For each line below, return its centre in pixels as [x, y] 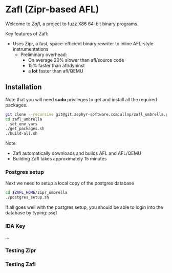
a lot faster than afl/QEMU [56, 71]
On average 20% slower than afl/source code [76, 60]
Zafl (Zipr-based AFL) [52, 10]
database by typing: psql [31, 213]
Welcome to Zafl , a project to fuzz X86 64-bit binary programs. [72, 24]
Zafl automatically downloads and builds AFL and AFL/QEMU [77, 153]
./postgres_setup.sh [27, 197]
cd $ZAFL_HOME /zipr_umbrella [36, 193]
